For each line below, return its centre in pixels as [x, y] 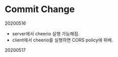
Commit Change [40, 9]
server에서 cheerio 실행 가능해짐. [46, 33]
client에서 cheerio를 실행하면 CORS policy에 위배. [63, 40]
